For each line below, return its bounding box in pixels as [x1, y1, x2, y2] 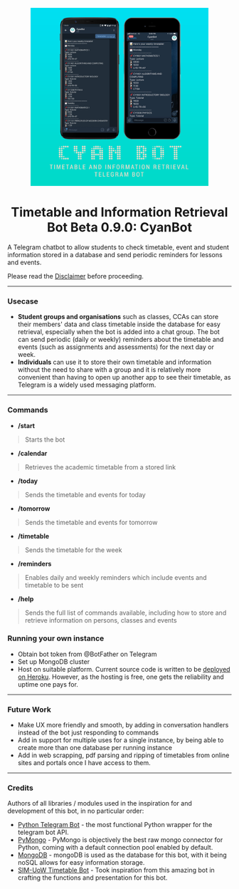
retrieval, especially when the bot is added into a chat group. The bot [17, 328, 221, 336]
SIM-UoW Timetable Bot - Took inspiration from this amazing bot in [17, 866, 215, 875]
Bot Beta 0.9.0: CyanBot [47, 219, 192, 236]
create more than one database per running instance [17, 744, 173, 752]
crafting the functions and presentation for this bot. [17, 873, 168, 882]
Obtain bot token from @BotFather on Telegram [17, 650, 157, 658]
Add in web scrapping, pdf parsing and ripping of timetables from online [17, 751, 230, 759]
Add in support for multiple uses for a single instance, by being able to [17, 736, 224, 744]
